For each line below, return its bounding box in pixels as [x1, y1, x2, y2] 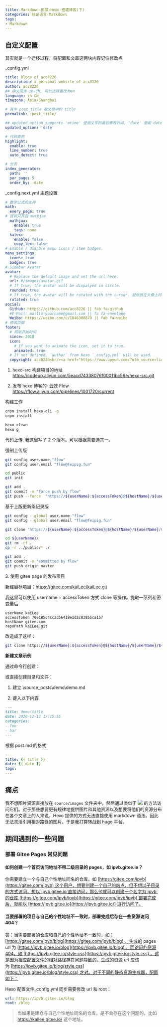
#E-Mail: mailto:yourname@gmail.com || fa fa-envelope [9, 311, 126, 316]
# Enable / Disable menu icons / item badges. [5, 246, 103, 251]
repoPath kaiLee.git [5, 624, 48, 629]
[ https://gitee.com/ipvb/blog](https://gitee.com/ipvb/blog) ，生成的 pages [5, 938, 157, 944]
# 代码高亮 [5, 134, 25, 139]
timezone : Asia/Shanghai [5, 98, 57, 103]
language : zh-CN [5, 93, 39, 98]
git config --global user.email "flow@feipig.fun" [5, 518, 112, 523]
